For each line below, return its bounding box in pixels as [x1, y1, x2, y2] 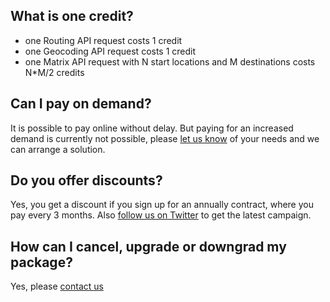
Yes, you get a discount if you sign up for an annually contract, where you [10, 199, 314, 211]
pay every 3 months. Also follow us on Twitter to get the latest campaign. [10, 209, 312, 221]
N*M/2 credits [24, 66, 85, 78]
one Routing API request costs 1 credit [24, 34, 183, 46]
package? [10, 254, 73, 271]
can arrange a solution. [10, 143, 106, 155]
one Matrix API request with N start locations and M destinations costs [24, 55, 316, 68]
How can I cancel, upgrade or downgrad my [10, 238, 287, 255]
